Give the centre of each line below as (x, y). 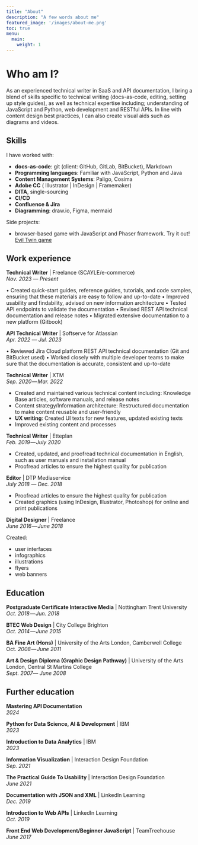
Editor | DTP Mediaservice (39, 478)
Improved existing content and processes (66, 425)
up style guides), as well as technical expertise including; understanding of (98, 103)
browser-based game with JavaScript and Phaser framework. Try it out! (102, 233)
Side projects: (23, 222)
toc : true (18, 28)
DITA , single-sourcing (41, 192)
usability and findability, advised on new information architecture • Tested (96, 303)
